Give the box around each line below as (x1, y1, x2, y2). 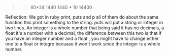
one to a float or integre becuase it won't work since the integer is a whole (5, 41, 161, 47)
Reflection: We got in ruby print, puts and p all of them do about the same (5, 14, 159, 20)
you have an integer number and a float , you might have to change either (5, 35, 159, 41)
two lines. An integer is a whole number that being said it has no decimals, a (5, 25, 164, 31)
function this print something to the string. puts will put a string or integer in (5, 20, 163, 25)
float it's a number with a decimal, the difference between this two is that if (5, 30, 162, 36)
